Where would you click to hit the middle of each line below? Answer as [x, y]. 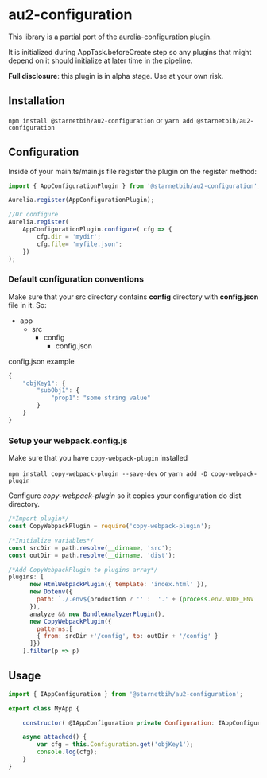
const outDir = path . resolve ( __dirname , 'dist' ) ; [92, 555]
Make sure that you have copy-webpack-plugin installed [98, 458]
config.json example [41, 361]
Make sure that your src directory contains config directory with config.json [133, 297]
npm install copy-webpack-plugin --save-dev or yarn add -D [108, 473]
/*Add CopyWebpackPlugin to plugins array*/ [83, 570]
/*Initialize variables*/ [51, 540]
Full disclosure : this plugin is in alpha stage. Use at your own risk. [116, 76]
